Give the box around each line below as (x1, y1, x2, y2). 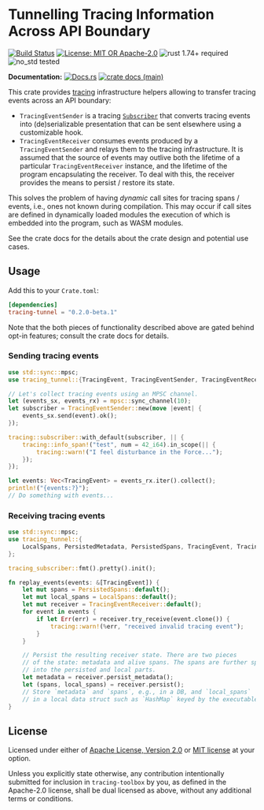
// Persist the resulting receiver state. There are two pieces (22, 652, 237, 660)
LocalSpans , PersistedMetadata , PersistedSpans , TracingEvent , (22, 542, 234, 551)
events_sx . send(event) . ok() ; (22, 412, 118, 420)
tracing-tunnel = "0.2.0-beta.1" (8, 308, 118, 316)
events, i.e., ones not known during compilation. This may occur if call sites (8, 201, 251, 210)
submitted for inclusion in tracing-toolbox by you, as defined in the (8, 778, 227, 787)
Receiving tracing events (8, 510, 106, 521)
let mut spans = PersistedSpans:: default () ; (22, 585, 170, 594)
